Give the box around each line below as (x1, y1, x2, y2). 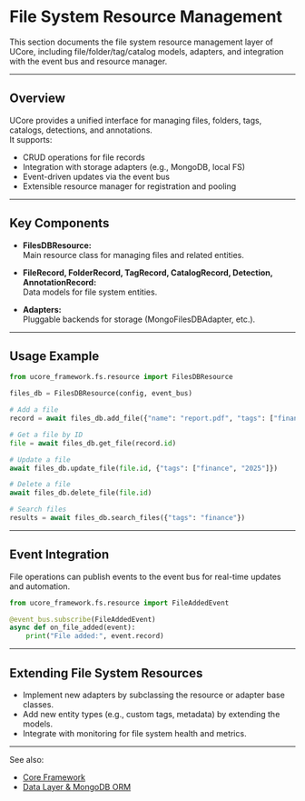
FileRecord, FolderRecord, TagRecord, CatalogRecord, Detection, (22, 266, 273, 278)
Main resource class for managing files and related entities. (22, 249, 245, 260)
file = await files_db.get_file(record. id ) (9, 438, 177, 447)
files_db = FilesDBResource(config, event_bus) (9, 389, 193, 398)
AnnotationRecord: (22, 276, 97, 287)
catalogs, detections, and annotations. (9, 125, 152, 135)
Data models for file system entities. (22, 286, 158, 297)
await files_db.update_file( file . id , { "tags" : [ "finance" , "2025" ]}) (9, 464, 279, 473)
